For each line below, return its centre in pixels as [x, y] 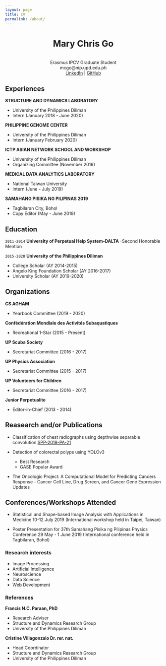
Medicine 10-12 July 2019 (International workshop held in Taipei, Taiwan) [86, 520]
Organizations [28, 292]
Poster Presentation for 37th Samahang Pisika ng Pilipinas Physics [80, 530]
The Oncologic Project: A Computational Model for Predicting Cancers [84, 476]
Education [21, 229]
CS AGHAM [17, 304]
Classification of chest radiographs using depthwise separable [76, 437]
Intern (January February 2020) [45, 140]
